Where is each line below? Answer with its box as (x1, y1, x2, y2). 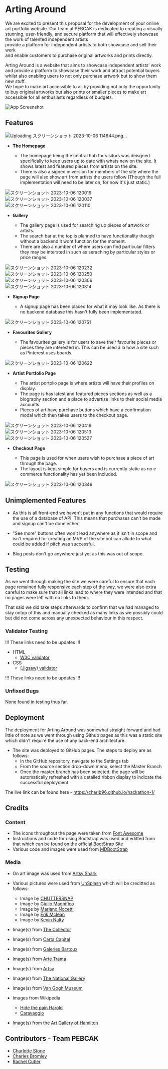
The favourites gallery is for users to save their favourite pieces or (20, 339, 156, 345)
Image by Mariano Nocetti (20, 906, 74, 912)
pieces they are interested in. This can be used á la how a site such (20, 344, 159, 350)
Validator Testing (5, 627, 48, 635)
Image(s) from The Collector (12, 926, 71, 932)
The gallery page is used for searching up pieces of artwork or (20, 222, 149, 228)
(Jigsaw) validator (20, 665, 58, 671)
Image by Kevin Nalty (20, 916, 64, 923)
